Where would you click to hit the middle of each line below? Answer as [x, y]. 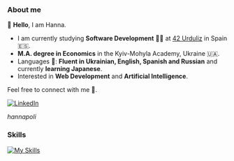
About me [24, 10]
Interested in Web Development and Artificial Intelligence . [103, 76]
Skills [17, 135]
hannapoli [22, 117]
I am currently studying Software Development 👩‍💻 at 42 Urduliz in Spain [122, 38]
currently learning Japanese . [60, 69]
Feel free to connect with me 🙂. [52, 90]
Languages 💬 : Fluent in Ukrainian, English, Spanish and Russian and [117, 61]
